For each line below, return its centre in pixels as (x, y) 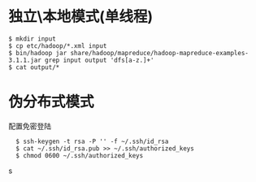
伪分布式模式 (52, 102)
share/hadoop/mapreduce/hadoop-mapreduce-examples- (160, 53)
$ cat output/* (34, 67)
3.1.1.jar (25, 60)
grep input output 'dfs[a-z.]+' (99, 60)
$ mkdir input (33, 39)
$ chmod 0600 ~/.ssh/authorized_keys (80, 155)
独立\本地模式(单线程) (80, 17)
